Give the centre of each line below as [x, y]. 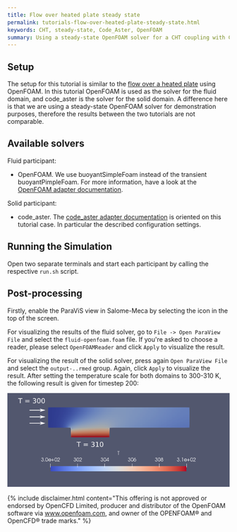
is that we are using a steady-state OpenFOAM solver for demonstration [112, 107]
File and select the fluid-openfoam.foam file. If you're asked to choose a [113, 339]
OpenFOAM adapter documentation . [70, 189]
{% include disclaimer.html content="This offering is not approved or [107, 498]
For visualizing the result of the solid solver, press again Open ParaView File [117, 360]
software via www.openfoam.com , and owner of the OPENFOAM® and [110, 514]
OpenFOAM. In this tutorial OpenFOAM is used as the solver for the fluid [112, 91]
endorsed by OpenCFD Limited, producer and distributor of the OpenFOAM [116, 506]
